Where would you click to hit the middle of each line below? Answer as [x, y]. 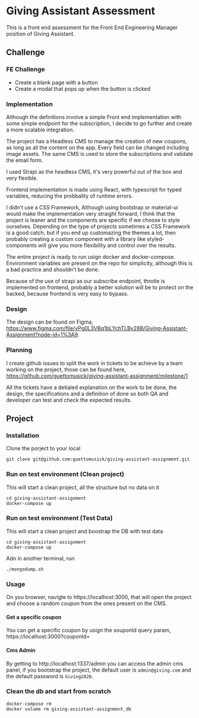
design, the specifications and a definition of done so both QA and [87, 393]
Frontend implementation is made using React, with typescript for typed [94, 189]
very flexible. [22, 178]
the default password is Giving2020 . [50, 676]
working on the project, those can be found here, [66, 369]
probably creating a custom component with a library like [76, 239]
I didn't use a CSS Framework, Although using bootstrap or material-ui [92, 207]
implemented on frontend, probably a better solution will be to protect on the [100, 287]
